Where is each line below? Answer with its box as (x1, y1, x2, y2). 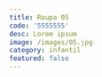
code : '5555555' (9, 21, 69, 30)
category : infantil (9, 46, 82, 55)
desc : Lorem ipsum (9, 29, 77, 38)
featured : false (9, 54, 69, 63)
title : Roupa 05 (9, 12, 69, 22)
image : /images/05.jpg (9, 37, 93, 47)
